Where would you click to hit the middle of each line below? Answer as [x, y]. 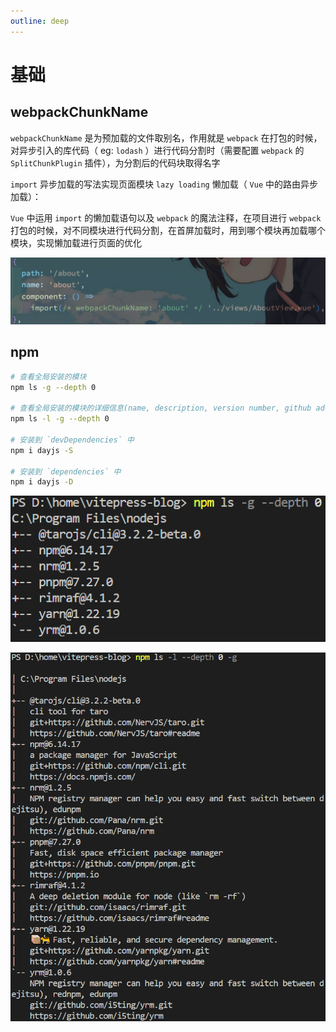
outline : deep [40, 21]
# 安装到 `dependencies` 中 [66, 471]
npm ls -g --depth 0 [53, 387]
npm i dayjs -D [42, 482]
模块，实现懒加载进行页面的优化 [76, 242]
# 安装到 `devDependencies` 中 [72, 440]
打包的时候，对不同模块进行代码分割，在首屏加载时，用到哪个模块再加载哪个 [168, 230]
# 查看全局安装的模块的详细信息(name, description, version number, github [161, 408]
